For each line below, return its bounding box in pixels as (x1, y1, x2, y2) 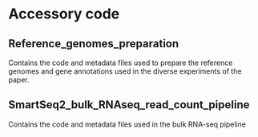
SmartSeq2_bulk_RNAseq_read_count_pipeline (8, 98, 250, 112)
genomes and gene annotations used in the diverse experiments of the (8, 66, 242, 76)
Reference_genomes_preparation (8, 37, 179, 50)
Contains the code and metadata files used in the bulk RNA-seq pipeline (8, 119, 247, 129)
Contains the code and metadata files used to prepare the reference (8, 58, 233, 67)
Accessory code (8, 5, 120, 23)
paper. (8, 75, 30, 84)
